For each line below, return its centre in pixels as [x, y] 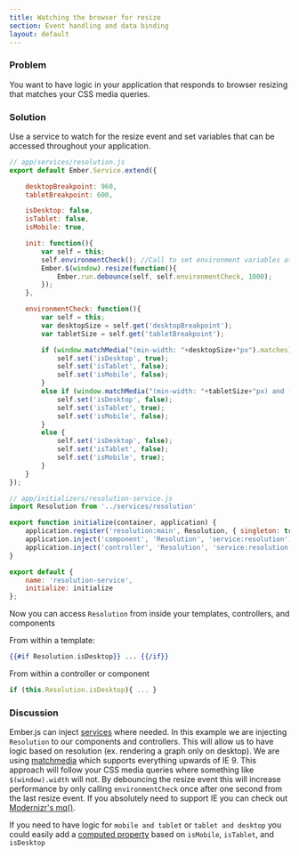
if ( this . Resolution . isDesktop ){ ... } [83, 690]
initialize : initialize [69, 588]
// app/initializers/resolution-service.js [91, 498]
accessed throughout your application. [80, 145]
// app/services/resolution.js [67, 162]
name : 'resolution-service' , [79, 580]
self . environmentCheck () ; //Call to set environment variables [161, 260]
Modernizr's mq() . [42, 808]
